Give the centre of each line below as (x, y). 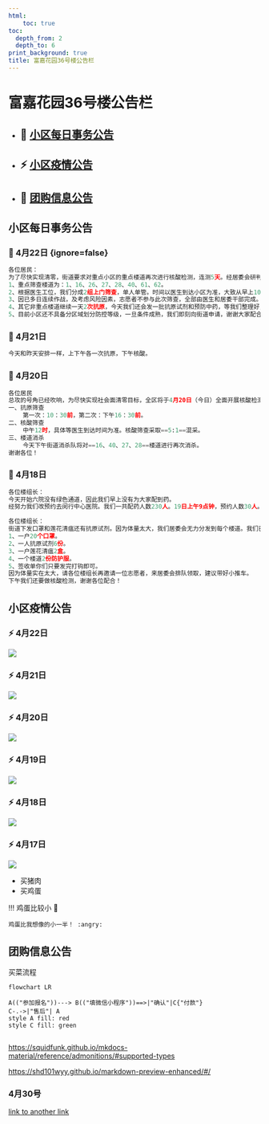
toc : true (39, 23)
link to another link (39, 1112)
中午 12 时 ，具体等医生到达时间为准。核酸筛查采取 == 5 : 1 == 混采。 (113, 430)
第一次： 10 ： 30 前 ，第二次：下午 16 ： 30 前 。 (85, 415)
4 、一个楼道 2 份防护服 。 (42, 559)
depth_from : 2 (39, 38)
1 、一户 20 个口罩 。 (35, 536)
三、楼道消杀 (26, 438)
